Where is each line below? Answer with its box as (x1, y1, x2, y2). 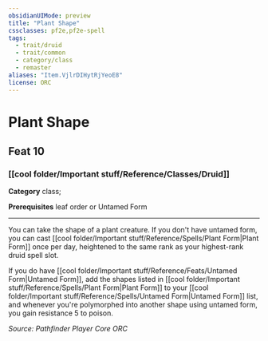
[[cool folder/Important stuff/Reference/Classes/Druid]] (8, 169, 230, 180)
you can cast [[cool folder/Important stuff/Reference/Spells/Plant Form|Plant (8, 233, 259, 244)
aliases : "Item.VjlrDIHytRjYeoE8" (8, 71, 124, 79)
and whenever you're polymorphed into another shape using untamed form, (8, 300, 258, 310)
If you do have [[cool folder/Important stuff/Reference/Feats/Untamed (8, 266, 238, 276)
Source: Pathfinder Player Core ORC (8, 324, 128, 334)
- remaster (15, 64, 52, 72)
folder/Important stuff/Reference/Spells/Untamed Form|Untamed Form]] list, (8, 291, 258, 301)
